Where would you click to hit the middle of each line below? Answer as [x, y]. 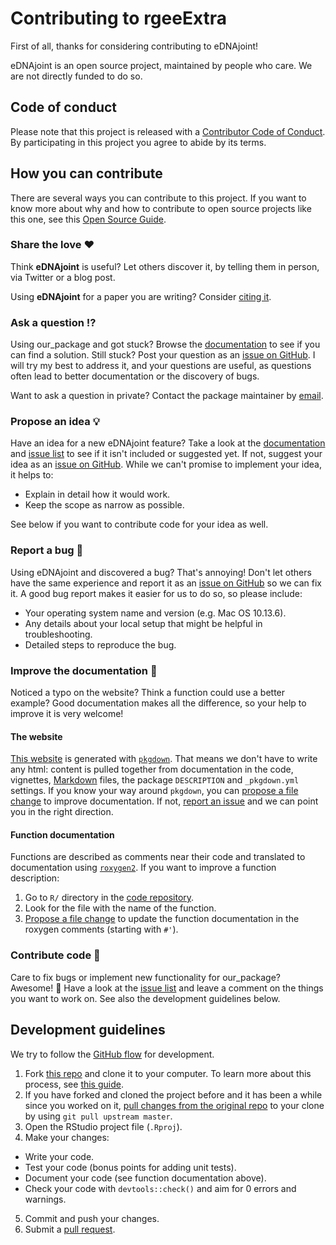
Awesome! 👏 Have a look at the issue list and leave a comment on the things [167, 988]
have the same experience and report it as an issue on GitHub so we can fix [166, 583]
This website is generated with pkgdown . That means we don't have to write [164, 759]
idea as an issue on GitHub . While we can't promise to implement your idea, [166, 464]
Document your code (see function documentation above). [145, 1178]
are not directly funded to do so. [76, 76]
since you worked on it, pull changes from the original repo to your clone [174, 1105]
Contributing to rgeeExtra [119, 18]
